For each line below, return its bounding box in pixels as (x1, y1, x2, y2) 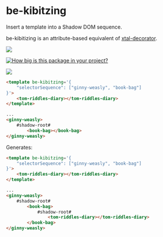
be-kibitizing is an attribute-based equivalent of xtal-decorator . (6, 34, 157, 41)
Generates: (6, 144, 33, 151)
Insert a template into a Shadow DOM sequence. (6, 23, 122, 30)
